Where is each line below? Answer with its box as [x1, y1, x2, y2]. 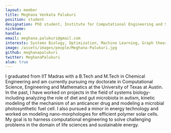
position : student [5, 17, 44, 22]
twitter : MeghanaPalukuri [5, 54, 60, 60]
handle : [5, 31, 22, 36]
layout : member [5, 7, 38, 13]
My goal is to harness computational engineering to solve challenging [5, 116, 151, 122]
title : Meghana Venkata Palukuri [5, 12, 76, 17]
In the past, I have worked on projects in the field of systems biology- [5, 89, 151, 95]
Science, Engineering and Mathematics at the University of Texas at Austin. [5, 84, 163, 90]
